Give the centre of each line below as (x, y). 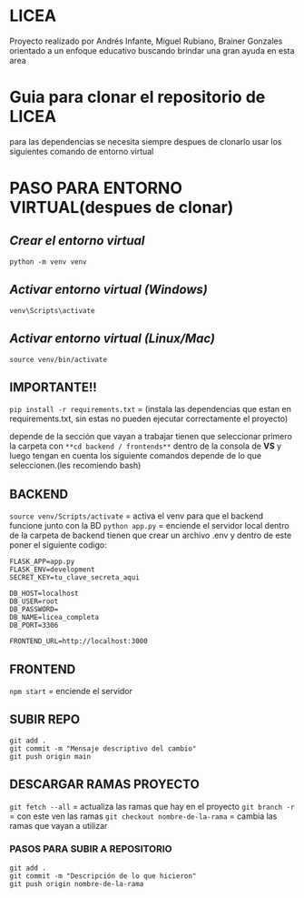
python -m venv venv (49, 262)
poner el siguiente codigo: (58, 545)
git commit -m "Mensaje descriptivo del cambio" (103, 748)
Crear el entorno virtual (77, 241)
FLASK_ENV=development (52, 570)
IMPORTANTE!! (53, 387)
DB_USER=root (34, 601)
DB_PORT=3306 (34, 626)
